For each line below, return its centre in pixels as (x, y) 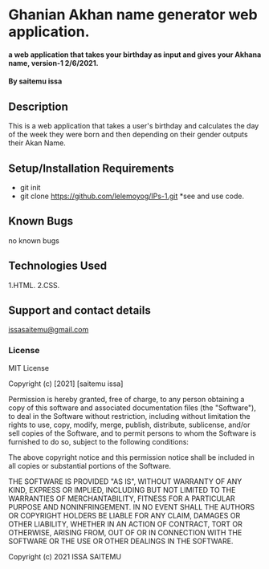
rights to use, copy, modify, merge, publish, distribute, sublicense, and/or (129, 425)
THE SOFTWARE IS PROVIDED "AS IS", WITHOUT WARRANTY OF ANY (125, 481)
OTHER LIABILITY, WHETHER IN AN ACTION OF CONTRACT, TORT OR (125, 524)
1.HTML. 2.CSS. (34, 285)
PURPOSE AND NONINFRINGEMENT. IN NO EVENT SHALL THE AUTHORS (132, 506)
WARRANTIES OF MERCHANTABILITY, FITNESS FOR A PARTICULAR (122, 498)
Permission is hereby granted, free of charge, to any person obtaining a (126, 399)
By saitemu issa (35, 81)
